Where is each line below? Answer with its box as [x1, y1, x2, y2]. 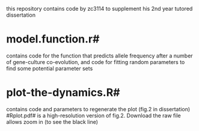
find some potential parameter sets [6, 65, 93, 72]
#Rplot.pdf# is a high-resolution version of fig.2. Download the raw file [6, 112, 182, 119]
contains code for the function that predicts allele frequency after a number [6, 52, 194, 59]
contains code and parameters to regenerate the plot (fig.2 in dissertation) [6, 105, 191, 112]
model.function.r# [6, 32, 100, 46]
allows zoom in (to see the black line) [6, 118, 98, 125]
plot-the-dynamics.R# [6, 86, 120, 99]
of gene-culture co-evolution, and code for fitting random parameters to [6, 58, 185, 65]
